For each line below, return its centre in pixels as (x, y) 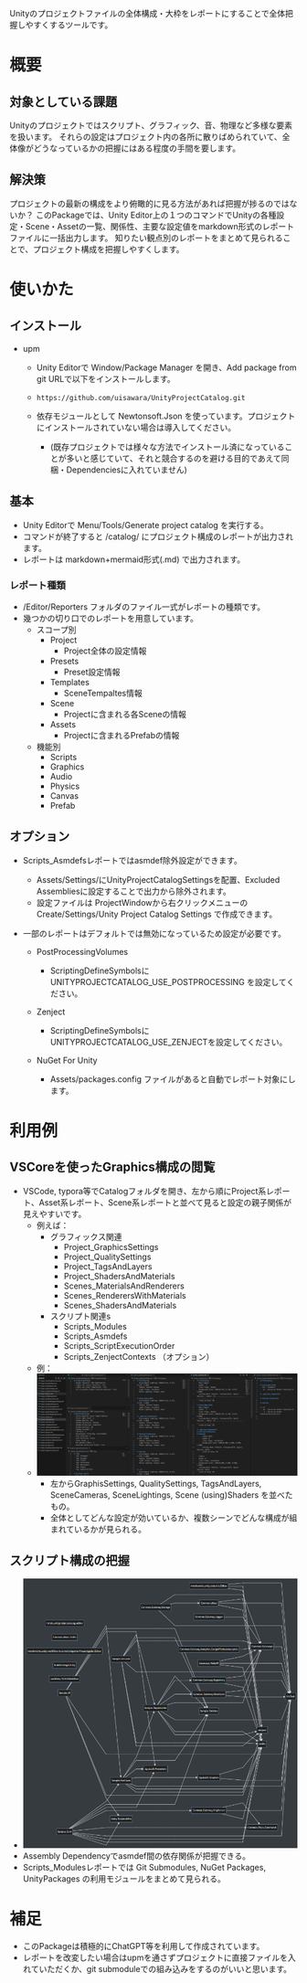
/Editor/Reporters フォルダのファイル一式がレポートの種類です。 (144, 607)
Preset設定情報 (92, 672)
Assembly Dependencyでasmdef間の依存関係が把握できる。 (137, 1856)
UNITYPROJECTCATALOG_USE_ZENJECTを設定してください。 (169, 1042)
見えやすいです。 (54, 1214)
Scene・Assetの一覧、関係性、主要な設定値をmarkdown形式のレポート (160, 226)
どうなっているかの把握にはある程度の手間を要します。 (137, 148)
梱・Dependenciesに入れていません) (118, 470)
